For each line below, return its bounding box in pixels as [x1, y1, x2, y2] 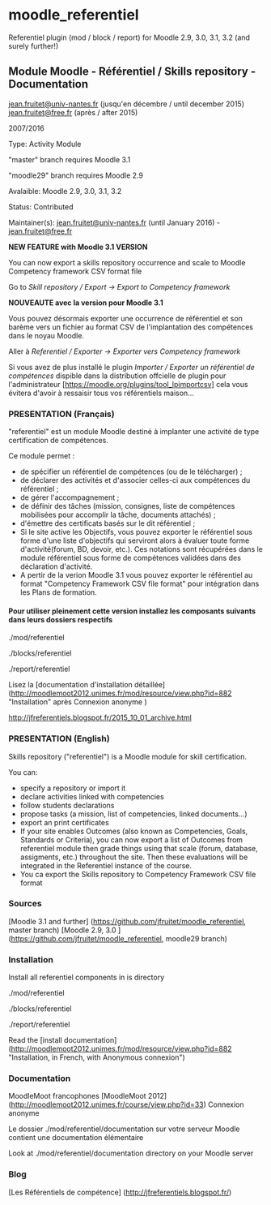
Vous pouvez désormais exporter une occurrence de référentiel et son [8, 313, 243, 323]
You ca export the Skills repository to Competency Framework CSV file [19, 869, 256, 879]
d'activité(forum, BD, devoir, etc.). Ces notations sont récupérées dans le [19, 544, 263, 554]
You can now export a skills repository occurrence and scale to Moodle [8, 257, 246, 267]
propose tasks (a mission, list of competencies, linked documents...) [19, 809, 248, 819]
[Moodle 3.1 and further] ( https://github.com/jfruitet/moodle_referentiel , [8, 916, 247, 926]
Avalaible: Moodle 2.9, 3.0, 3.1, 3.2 [8, 186, 122, 196]
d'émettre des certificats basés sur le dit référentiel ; [19, 519, 196, 528]
